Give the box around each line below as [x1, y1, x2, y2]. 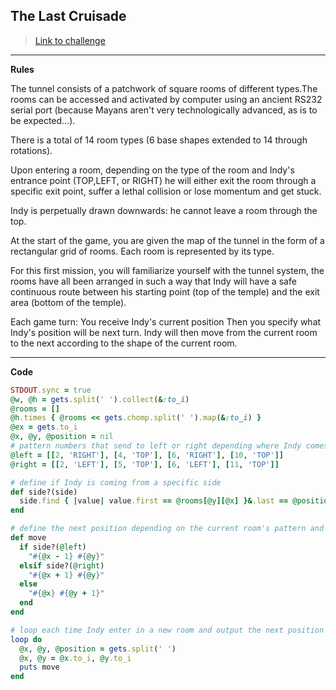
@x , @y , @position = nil [10, 432, 114, 442]
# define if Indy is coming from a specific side [10, 477, 222, 488]
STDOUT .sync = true [10, 385, 92, 395]
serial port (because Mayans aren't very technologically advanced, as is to [10, 104, 318, 116]
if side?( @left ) [19, 542, 87, 552]
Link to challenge [34, 34, 106, 46]
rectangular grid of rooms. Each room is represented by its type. [10, 245, 275, 257]
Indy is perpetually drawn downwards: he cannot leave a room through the [10, 204, 318, 216]
